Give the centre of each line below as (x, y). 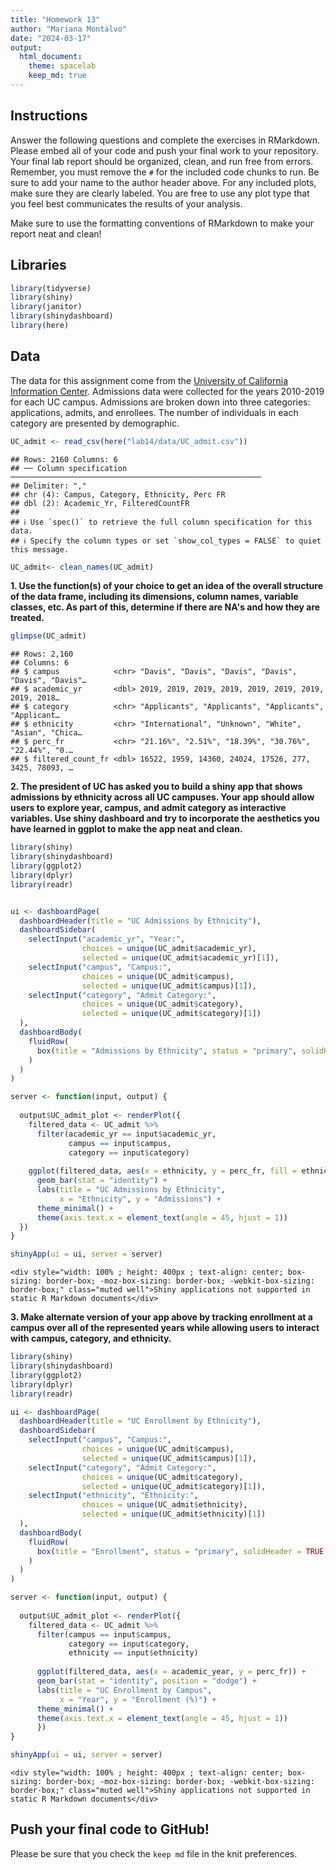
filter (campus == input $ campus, (104, 1634)
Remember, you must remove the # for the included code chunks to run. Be (165, 172)
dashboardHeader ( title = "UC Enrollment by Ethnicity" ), (140, 1421)
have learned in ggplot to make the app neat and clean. (126, 829)
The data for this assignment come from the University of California (149, 380)
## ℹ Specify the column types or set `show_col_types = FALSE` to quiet (166, 541)
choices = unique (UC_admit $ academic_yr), (169, 949)
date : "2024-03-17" (51, 38)
